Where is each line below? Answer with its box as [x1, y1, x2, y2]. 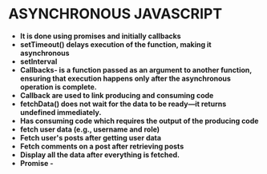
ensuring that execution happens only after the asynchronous [19, 73, 231, 83]
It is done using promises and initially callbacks [19, 31, 182, 41]
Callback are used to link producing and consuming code [19, 90, 214, 100]
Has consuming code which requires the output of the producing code [19, 116, 259, 125]
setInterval [19, 57, 58, 66]
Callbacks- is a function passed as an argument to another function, [19, 65, 253, 74]
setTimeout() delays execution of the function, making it [19, 39, 212, 49]
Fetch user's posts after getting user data [19, 132, 162, 142]
